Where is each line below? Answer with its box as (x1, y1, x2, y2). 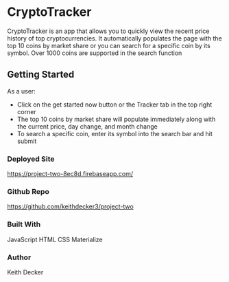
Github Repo (7, 186, 49, 196)
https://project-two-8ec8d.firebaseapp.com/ (7, 170, 134, 178)
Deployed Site (7, 154, 55, 164)
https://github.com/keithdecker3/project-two (7, 202, 134, 210)
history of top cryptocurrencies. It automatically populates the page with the (7, 34, 223, 42)
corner (16, 107, 36, 116)
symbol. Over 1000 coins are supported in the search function (7, 49, 182, 57)
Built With (7, 219, 41, 229)
